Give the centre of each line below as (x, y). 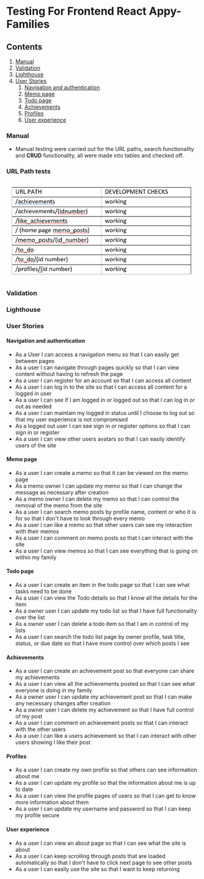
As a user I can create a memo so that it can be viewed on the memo (101, 473)
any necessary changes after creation (63, 704)
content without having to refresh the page (69, 373)
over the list (30, 617)
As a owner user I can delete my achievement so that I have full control (104, 710)
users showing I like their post (53, 742)
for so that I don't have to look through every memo (80, 518)
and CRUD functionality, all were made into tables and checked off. (100, 156)
